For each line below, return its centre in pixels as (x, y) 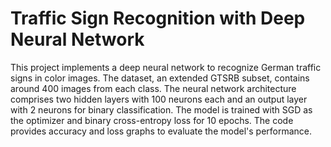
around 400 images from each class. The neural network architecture (153, 88)
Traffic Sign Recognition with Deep (158, 18)
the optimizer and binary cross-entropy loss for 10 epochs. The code (152, 120)
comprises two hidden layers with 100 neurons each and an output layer (159, 99)
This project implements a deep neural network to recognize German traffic (166, 67)
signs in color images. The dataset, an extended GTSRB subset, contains (160, 78)
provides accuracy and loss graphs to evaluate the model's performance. (161, 131)
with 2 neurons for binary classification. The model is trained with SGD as (161, 109)
